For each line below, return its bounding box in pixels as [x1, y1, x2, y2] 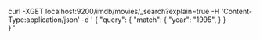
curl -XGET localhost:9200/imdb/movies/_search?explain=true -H [8, 7, 220, 16]
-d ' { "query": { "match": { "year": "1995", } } [81, 15, 226, 24]
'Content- [221, 7, 253, 16]
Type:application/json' [8, 15, 80, 24]
